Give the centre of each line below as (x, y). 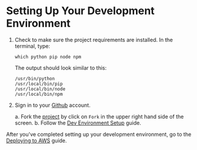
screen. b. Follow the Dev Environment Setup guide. (78, 123)
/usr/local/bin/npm (39, 94)
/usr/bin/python (35, 79)
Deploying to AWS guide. (36, 141)
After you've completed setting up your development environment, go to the (99, 134)
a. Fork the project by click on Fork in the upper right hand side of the (99, 116)
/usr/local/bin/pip (39, 84)
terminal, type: (32, 46)
